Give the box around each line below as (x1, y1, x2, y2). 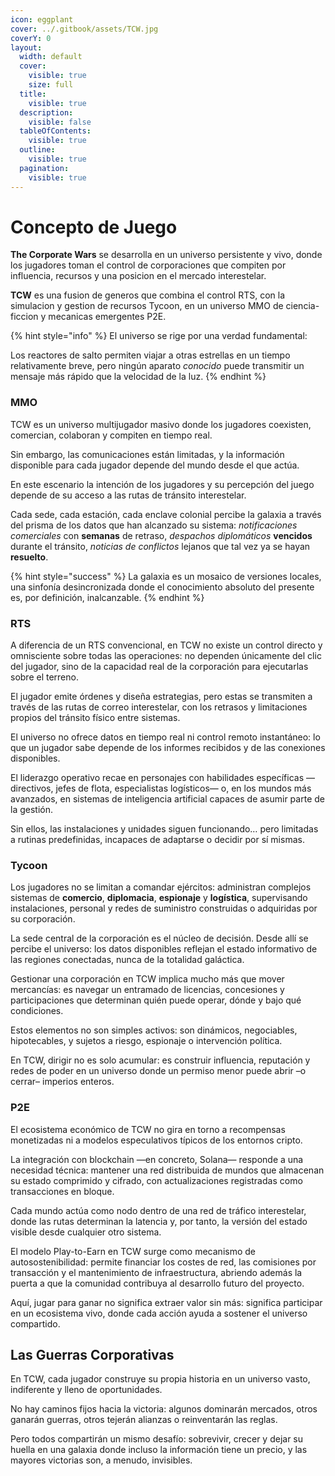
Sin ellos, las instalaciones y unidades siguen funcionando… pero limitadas (10, 823, 319, 835)
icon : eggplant (10, 14, 74, 25)
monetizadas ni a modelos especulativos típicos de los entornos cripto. (10, 1134, 303, 1146)
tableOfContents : (19, 126, 92, 136)
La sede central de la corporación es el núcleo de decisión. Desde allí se (10, 932, 309, 945)
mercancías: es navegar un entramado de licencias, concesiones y (10, 984, 285, 996)
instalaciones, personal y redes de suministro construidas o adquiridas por (10, 902, 318, 915)
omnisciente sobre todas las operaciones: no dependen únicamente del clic (10, 650, 322, 662)
